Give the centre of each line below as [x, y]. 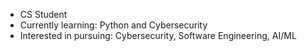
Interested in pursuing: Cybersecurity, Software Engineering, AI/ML [158, 35]
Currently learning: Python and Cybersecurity [113, 25]
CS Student [43, 14]
